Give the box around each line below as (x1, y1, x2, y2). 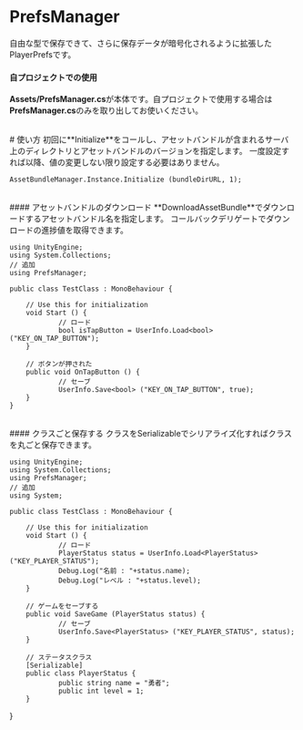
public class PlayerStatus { (25, 669, 136, 678)
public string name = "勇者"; (57, 679, 170, 688)
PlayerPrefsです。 (9, 48, 76, 60)
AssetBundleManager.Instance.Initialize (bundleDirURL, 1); (9, 175, 243, 184)
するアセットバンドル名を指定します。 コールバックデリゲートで (25, 213, 267, 224)
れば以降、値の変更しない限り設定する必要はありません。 (9, 157, 225, 168)
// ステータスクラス (25, 653, 93, 663)
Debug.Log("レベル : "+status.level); (57, 576, 202, 585)
